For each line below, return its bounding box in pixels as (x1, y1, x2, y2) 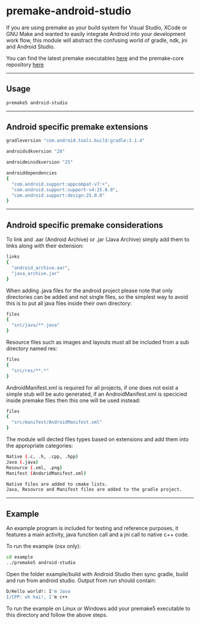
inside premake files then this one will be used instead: (6, 396, 141, 404)
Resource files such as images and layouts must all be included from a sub (6, 339, 189, 345)
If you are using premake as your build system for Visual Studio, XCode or (6, 24, 187, 31)
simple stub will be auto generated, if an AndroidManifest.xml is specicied (6, 390, 187, 397)
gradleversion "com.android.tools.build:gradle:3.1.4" (6, 137, 145, 144)
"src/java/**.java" (11, 322, 60, 328)
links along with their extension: (6, 242, 84, 249)
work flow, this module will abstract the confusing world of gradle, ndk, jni (6, 36, 187, 44)
